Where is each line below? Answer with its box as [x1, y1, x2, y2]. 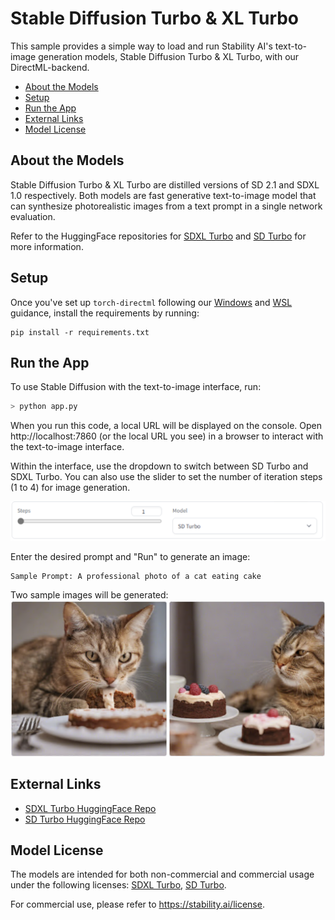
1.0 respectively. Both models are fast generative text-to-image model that [10, 189, 317, 201]
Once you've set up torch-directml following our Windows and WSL [10, 296, 293, 308]
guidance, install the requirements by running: [10, 307, 200, 319]
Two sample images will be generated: [10, 588, 169, 601]
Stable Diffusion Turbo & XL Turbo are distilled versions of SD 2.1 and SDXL [10, 178, 320, 191]
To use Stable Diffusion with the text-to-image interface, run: [10, 381, 262, 393]
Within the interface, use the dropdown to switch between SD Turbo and [10, 460, 309, 472]
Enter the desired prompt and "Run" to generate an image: [10, 550, 251, 562]
